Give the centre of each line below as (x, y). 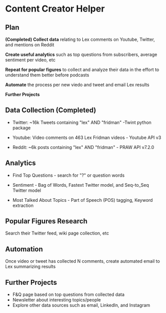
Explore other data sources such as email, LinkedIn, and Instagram (81, 305)
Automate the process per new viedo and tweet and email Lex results (77, 85)
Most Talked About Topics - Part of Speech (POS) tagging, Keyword (82, 200)
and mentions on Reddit (30, 45)
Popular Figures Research (46, 221)
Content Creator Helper (55, 9)
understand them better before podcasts (47, 75)
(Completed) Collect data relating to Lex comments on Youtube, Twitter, (80, 39)
